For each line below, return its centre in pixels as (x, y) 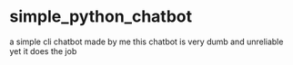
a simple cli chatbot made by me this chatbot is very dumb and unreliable (146, 42)
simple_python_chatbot (101, 17)
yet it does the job (43, 51)
